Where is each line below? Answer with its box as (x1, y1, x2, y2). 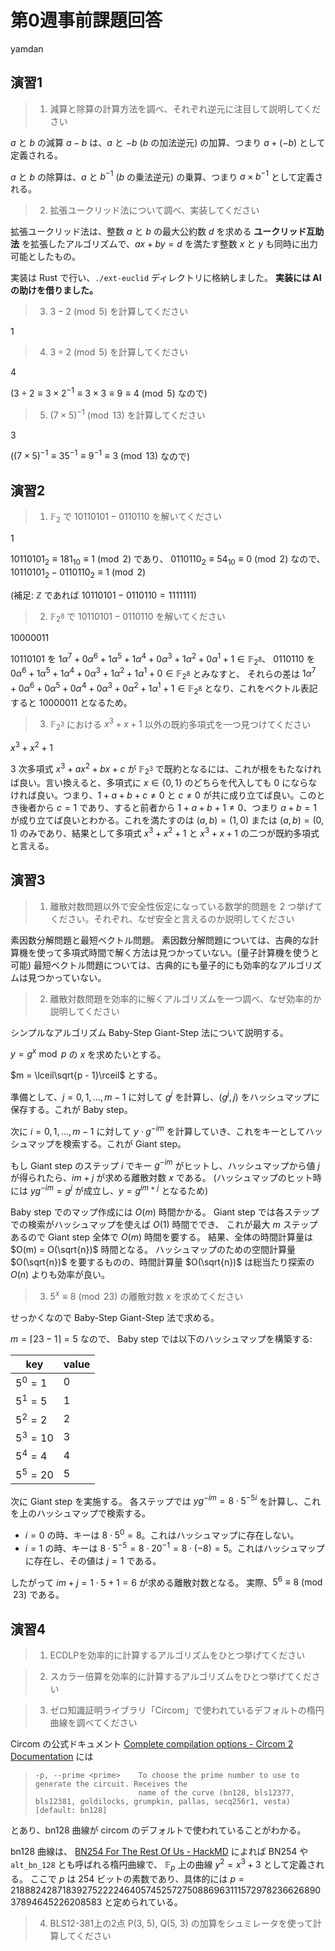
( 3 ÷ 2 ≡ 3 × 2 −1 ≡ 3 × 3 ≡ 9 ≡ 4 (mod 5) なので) (10, 386, 208, 400)
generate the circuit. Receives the (34, 1779, 188, 1790)
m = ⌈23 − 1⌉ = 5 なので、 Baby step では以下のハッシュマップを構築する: (10, 1332, 313, 1345)
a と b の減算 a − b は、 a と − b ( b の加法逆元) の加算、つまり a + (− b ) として (10, 136, 326, 148)
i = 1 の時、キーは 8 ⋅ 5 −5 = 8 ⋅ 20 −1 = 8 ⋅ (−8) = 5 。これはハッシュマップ (24, 1540, 325, 1554)
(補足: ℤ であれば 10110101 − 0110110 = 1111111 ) (10, 589, 197, 601)
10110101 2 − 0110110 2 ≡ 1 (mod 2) (10, 566, 147, 580)
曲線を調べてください (49, 1717, 138, 1729)
